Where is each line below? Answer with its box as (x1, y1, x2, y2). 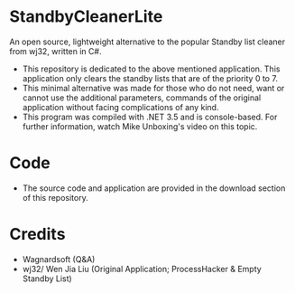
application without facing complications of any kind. (22, 101, 219, 112)
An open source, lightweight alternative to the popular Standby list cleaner (9, 36, 286, 47)
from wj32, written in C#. (9, 45, 102, 56)
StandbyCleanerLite (9, 6, 163, 27)
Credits (9, 224, 66, 245)
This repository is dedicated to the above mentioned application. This (22, 63, 281, 74)
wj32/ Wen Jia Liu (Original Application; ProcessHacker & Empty (22, 263, 262, 274)
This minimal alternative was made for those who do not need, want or (22, 82, 285, 93)
